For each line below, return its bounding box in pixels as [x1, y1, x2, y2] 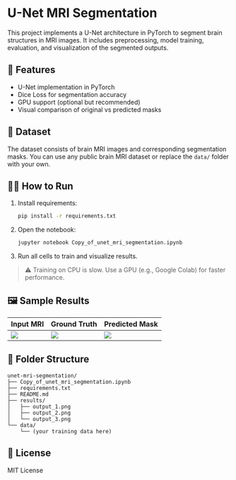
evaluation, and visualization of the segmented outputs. [7, 43, 169, 52]
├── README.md [7, 391, 49, 398]
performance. [24, 273, 65, 282]
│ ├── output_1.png [7, 403, 71, 410]
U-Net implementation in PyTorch [17, 83, 115, 91]
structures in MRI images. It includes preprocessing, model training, [7, 35, 204, 44]
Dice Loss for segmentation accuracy [17, 90, 127, 98]
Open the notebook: [17, 225, 76, 234]
